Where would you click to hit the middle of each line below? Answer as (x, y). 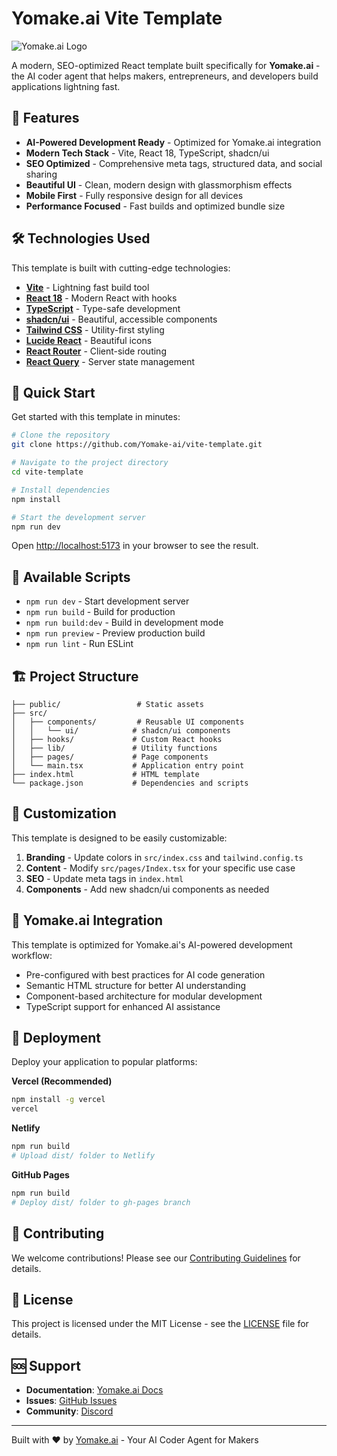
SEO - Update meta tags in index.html (104, 878)
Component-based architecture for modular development (144, 996)
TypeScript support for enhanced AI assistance (123, 1006)
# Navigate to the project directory (90, 463)
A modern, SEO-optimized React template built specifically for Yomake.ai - (166, 65)
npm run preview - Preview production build (115, 633)
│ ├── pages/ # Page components (110, 757)
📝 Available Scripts (71, 577)
